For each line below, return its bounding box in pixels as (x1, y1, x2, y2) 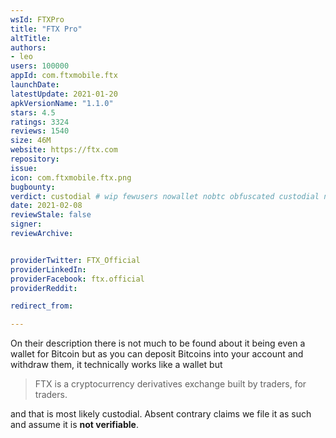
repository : (10, 154, 60, 164)
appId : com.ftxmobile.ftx (10, 71, 118, 81)
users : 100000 (10, 61, 70, 71)
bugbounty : (10, 182, 56, 192)
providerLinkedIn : (10, 264, 87, 275)
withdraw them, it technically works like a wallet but (10, 359, 223, 371)
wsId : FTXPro (10, 14, 65, 25)
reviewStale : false (10, 210, 92, 220)
